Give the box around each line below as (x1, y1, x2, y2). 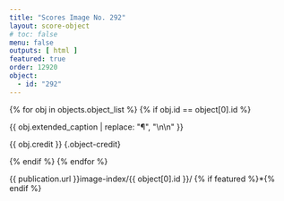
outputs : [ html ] (9, 46, 78, 55)
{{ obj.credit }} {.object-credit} (9, 138, 121, 149)
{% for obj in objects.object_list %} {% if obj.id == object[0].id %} (9, 104, 252, 114)
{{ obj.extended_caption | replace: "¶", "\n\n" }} (9, 121, 184, 132)
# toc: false (9, 29, 58, 38)
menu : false (9, 38, 54, 47)
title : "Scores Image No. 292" (9, 13, 126, 22)
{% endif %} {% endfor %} (9, 155, 108, 166)
